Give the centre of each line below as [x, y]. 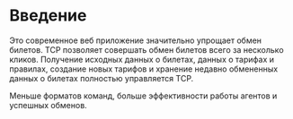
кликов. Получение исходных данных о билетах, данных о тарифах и [142, 59]
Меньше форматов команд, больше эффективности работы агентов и [143, 96]
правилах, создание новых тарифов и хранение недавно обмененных [144, 69]
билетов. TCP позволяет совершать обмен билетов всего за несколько [147, 49]
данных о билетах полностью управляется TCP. [102, 78]
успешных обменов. [48, 105]
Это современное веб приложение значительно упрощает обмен [136, 40]
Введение [48, 16]
